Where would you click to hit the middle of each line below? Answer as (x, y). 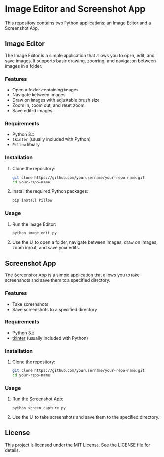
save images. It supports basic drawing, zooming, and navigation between (81, 61)
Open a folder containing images (45, 90)
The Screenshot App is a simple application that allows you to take (73, 275)
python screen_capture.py (39, 408)
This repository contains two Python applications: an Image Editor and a (78, 23)
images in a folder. (24, 66)
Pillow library (26, 145)
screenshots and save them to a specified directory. (58, 280)
